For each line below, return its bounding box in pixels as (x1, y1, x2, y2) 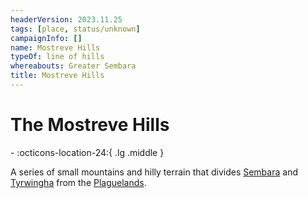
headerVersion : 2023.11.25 (10, 14, 123, 25)
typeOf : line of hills (10, 52, 105, 62)
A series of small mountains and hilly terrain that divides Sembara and (10, 166, 298, 178)
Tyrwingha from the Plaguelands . (10, 176, 147, 188)
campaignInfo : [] (10, 33, 83, 43)
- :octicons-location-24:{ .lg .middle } (10, 146, 165, 158)
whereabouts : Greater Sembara (10, 61, 137, 71)
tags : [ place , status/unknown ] (10, 24, 141, 34)
